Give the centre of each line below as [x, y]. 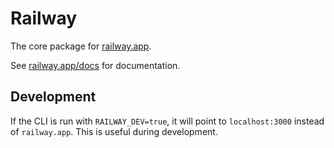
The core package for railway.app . [81, 46]
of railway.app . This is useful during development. [114, 131]
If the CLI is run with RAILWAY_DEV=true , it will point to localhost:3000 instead [167, 121]
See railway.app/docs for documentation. [95, 65]
